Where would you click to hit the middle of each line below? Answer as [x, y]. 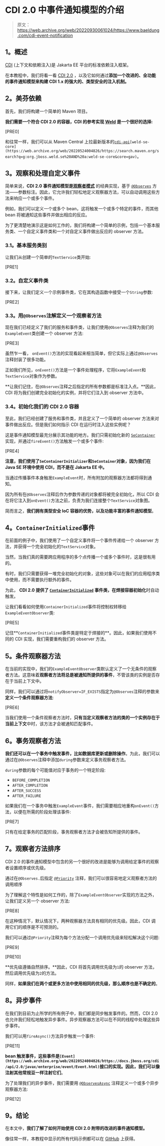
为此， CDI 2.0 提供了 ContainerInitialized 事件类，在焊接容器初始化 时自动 [82, 590]
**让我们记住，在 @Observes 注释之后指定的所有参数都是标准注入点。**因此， [82, 387]
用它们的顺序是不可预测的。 [33, 927]
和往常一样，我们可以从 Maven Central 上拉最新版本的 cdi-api [68, 142]
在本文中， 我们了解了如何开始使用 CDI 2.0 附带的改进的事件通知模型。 [76, 1128]
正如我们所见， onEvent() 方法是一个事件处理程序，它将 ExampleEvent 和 [76, 370]
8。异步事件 [23, 1001]
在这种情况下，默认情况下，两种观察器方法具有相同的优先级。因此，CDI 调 [81, 921]
